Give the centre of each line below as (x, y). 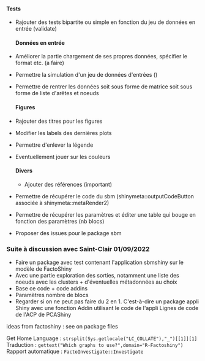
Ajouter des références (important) (68, 184)
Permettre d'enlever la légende (54, 145)
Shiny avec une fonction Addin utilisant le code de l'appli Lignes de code (107, 308)
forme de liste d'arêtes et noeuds (57, 93)
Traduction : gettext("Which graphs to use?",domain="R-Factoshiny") (95, 345)
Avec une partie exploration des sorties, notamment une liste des (97, 276)
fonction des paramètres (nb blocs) (60, 221)
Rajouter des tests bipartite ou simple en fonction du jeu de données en (105, 22)
